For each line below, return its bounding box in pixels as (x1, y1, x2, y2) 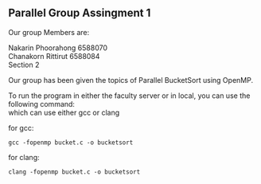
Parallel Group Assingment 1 (8, 6, 151, 20)
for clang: (8, 152, 40, 162)
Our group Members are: (8, 27, 90, 37)
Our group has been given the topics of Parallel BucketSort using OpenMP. (8, 75, 253, 84)
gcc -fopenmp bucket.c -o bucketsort (8, 139, 134, 147)
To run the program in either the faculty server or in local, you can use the (8, 91, 251, 100)
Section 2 (8, 60, 40, 69)
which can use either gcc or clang (8, 108, 120, 117)
